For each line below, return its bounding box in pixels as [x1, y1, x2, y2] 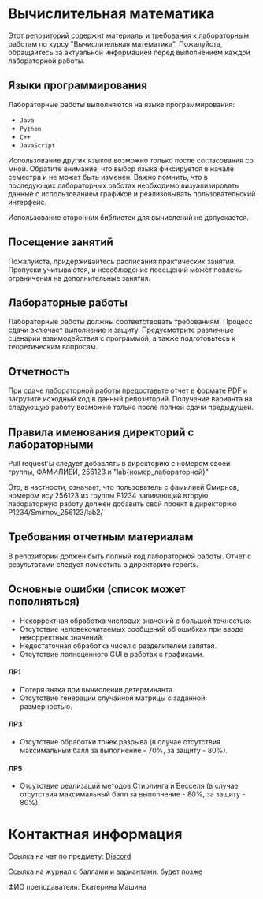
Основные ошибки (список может [8, 583, 187, 596]
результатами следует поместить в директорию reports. [8, 559, 198, 569]
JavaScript [19, 141, 56, 150]
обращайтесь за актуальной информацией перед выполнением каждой [8, 47, 250, 57]
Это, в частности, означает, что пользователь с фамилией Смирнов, [8, 483, 239, 491]
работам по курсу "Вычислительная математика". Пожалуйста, [8, 39, 223, 48]
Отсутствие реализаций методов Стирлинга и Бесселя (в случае [19, 781, 239, 791]
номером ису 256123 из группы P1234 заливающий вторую [8, 491, 209, 500]
